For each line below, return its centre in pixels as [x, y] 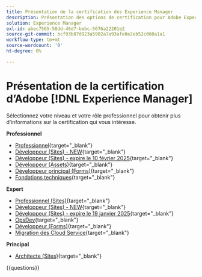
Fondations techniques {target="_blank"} [65, 177]
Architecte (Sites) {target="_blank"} [58, 256]
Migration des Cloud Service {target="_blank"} [72, 232]
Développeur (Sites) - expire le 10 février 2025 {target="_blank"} [94, 158]
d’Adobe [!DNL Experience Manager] [99, 98]
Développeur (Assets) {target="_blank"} [64, 164]
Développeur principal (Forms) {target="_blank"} [75, 171]
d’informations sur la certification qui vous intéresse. [71, 122]
